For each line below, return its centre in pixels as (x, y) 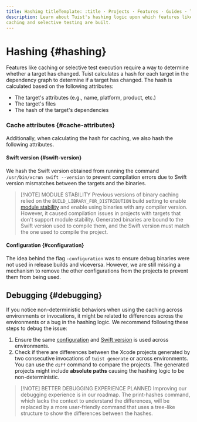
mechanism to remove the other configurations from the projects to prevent (97, 271)
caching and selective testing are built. (59, 22)
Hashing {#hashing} (56, 51)
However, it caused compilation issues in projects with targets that (101, 213)
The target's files (35, 104)
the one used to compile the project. (64, 232)
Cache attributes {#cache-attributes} (61, 125)
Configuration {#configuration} (45, 245)
